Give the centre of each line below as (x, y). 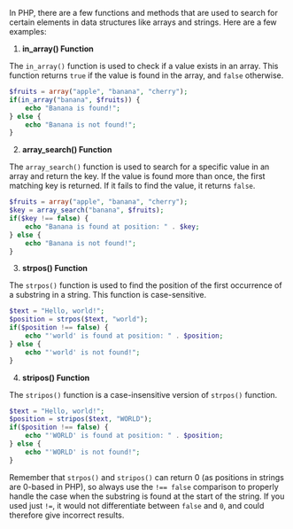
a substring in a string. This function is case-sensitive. (108, 295)
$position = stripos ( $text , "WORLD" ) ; (81, 419)
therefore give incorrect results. (67, 515)
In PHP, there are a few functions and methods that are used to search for (144, 13)
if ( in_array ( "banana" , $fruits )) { (75, 100)
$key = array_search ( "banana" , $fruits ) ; (87, 210)
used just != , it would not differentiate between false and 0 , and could (137, 505)
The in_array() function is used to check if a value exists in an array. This (144, 66)
